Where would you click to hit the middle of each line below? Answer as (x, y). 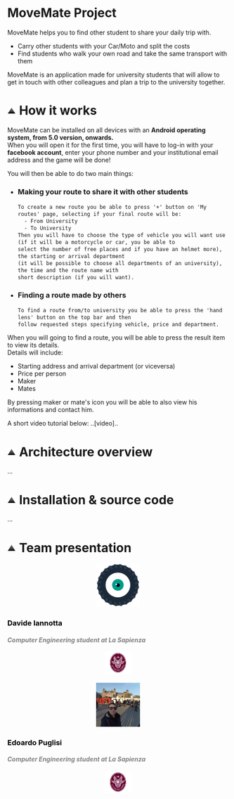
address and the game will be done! (59, 160)
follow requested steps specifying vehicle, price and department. (118, 325)
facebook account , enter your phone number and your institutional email (113, 152)
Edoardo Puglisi (35, 742)
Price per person (42, 373)
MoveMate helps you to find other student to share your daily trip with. (109, 32)
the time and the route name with (68, 271)
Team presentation (75, 548)
